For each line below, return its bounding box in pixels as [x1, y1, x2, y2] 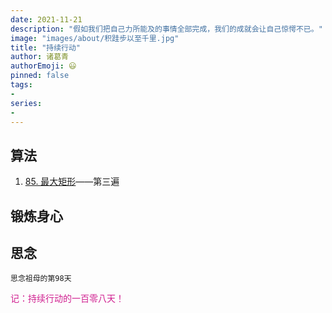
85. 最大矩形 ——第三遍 [24, 176, 120, 188]
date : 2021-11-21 [10, 14, 83, 25]
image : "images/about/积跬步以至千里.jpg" [10, 33, 180, 43]
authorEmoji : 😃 [10, 61, 77, 71]
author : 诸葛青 [10, 52, 69, 62]
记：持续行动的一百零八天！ [10, 292, 125, 305]
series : [10, 98, 43, 108]
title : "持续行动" [10, 42, 82, 53]
